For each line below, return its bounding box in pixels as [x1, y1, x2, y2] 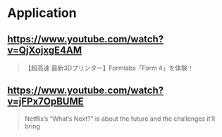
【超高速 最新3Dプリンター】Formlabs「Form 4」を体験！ [24, 64, 194, 72]
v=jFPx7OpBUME [7, 95, 85, 107]
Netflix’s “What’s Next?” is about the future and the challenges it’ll [24, 114, 216, 123]
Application [7, 5, 77, 21]
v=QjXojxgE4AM [7, 44, 82, 56]
